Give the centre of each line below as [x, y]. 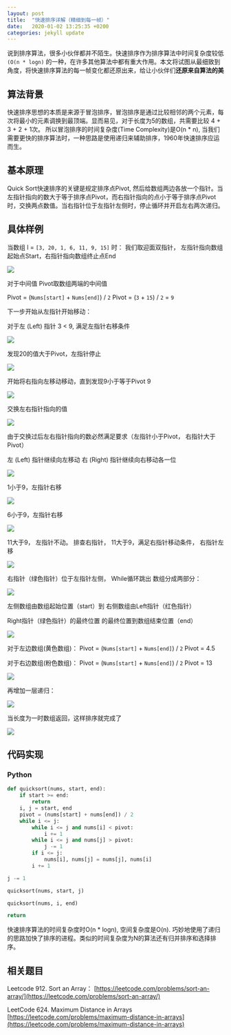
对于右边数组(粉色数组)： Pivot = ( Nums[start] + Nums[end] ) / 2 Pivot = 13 [110, 663]
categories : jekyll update [46, 33]
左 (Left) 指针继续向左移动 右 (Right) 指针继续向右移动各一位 [92, 460]
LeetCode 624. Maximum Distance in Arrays [70, 1010]
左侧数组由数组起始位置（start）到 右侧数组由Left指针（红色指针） [101, 606]
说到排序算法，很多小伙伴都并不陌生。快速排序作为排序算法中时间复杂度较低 [115, 53]
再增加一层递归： [31, 690]
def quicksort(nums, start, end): [57, 789]
